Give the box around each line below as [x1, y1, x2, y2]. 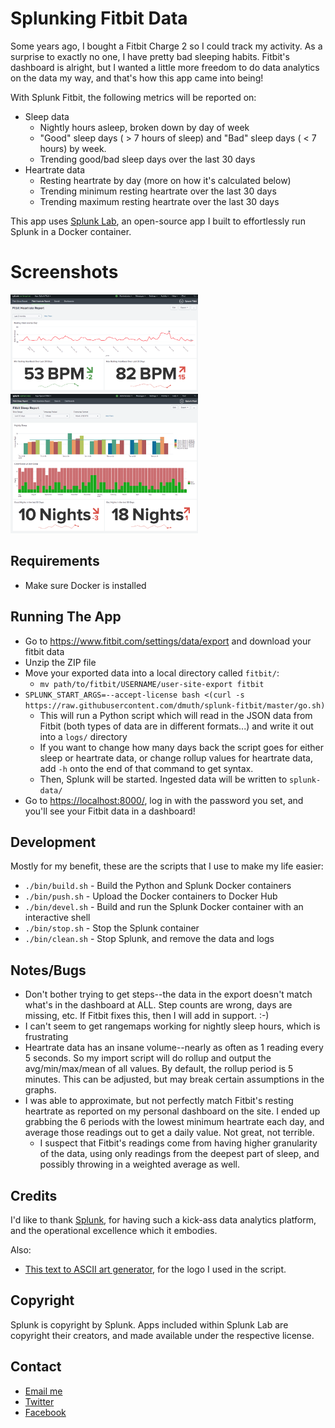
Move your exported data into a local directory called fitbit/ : [24, 667, 280, 679]
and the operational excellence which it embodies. [10, 1225, 218, 1237]
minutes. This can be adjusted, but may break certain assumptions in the [24, 1073, 325, 1086]
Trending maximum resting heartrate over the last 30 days [39, 195, 280, 207]
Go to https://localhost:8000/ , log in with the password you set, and [24, 794, 304, 806]
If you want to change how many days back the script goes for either [39, 741, 325, 753]
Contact [10, 1358, 62, 1376]
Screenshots [10, 261, 119, 284]
